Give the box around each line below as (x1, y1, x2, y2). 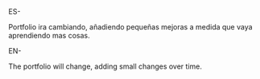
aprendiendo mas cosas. (8, 31, 90, 40)
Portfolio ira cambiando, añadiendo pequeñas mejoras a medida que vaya (8, 22, 253, 31)
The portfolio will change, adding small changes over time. (8, 61, 203, 71)
